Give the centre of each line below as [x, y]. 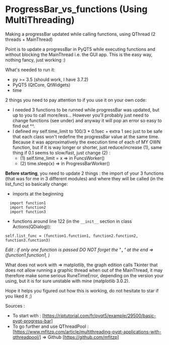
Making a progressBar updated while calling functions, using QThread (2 [80, 34]
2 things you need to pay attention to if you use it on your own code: [76, 100]
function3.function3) [28, 240]
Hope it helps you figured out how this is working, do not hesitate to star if [82, 290]
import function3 [28, 212]
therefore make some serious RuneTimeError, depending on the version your [84, 275]
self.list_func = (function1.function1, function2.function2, [72, 236]
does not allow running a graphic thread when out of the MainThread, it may [84, 270]
